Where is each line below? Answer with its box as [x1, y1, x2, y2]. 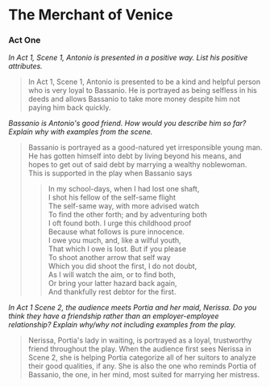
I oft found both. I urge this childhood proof [48, 218, 192, 228]
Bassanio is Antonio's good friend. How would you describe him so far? [8, 119, 247, 128]
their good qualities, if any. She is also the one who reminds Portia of [27, 361, 256, 371]
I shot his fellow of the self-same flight [48, 192, 176, 203]
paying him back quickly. [27, 103, 111, 112]
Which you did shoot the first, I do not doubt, [48, 261, 197, 271]
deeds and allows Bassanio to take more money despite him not [27, 95, 240, 104]
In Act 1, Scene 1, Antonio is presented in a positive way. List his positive [8, 53, 248, 62]
